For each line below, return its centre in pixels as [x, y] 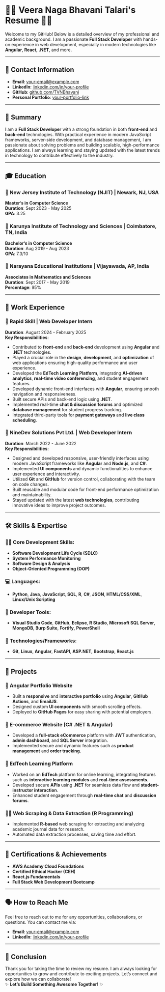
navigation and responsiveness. [44, 394]
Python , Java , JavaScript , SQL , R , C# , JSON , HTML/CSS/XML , [77, 594]
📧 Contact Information [40, 70]
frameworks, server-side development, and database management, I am [78, 140]
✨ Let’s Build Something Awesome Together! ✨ [54, 984]
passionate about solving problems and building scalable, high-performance [82, 145]
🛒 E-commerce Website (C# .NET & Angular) [59, 725]
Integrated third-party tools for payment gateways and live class [78, 415]
